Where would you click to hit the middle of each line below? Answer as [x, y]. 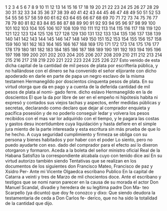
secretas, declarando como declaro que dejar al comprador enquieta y [78, 108]
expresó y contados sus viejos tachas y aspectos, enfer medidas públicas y [83, 103]
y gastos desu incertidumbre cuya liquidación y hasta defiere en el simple [81, 124]
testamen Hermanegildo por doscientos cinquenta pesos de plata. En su [79, 81]
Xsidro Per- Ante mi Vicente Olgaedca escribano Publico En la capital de [80, 171]
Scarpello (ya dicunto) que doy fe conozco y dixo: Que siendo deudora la [80, 193]
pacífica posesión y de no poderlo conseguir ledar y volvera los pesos [77, 113]
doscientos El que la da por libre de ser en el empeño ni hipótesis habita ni [82, 97]
